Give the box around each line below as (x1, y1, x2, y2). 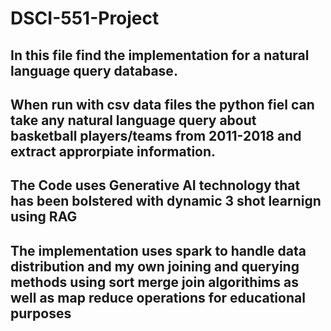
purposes (10, 305, 72, 322)
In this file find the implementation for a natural (10, 47, 310, 64)
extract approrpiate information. (10, 143, 217, 160)
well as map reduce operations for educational (10, 289, 306, 306)
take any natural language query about (10, 112, 257, 129)
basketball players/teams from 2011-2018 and (10, 127, 302, 144)
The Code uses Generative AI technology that (10, 177, 301, 194)
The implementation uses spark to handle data (10, 242, 307, 259)
